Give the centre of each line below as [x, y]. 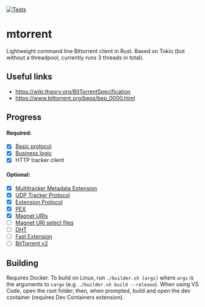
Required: [19, 133]
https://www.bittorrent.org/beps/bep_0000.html [75, 98]
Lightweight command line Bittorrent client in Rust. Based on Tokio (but [95, 51]
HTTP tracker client [40, 160]
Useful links [30, 77]
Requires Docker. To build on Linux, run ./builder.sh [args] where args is [100, 278]
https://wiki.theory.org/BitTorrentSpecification [73, 91]
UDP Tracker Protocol [42, 195]
